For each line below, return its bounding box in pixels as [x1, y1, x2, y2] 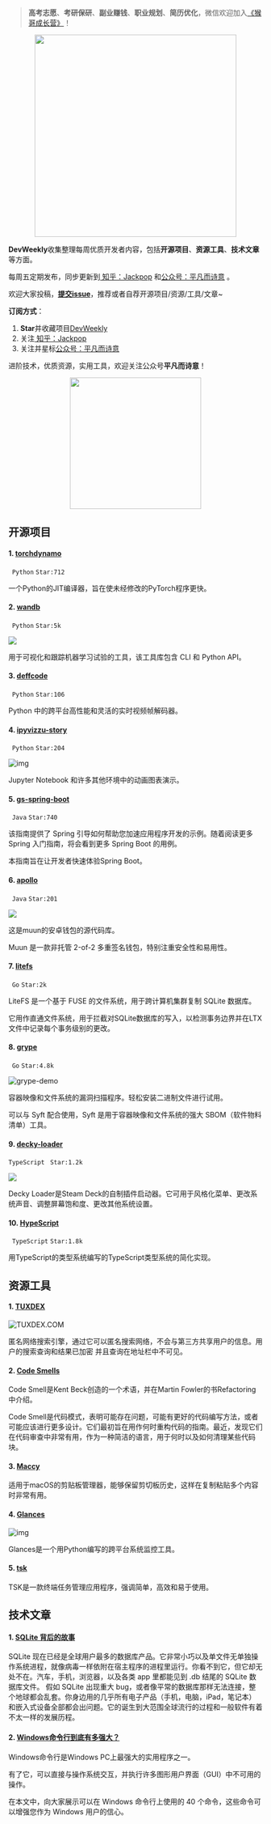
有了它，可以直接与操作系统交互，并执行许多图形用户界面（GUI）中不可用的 [8, 1769, 261, 1779]
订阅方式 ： [8, 307, 44, 316]
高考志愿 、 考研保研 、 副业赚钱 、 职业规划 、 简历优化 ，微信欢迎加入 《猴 [27, 8, 262, 17]
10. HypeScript [8, 1218, 59, 1228]
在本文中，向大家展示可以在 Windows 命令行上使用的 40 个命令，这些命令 [8, 1796, 254, 1806]
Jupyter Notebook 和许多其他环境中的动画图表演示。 [8, 775, 184, 785]
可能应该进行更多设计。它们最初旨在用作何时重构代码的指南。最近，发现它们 [8, 1422, 263, 1432]
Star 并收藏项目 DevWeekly [19, 324, 108, 333]
